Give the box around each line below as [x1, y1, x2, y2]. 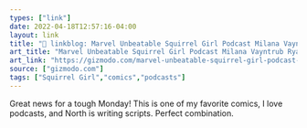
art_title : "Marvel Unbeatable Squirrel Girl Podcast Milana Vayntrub [9, 48, 284, 57]
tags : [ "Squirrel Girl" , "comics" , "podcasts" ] [9, 73, 185, 82]
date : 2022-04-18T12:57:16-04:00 [9, 22, 137, 31]
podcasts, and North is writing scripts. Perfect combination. [9, 107, 235, 119]
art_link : [9, 56, 48, 65]
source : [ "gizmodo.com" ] [9, 65, 104, 74]
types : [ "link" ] [9, 13, 71, 23]
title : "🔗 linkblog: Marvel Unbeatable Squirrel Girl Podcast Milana [9, 38, 281, 48]
